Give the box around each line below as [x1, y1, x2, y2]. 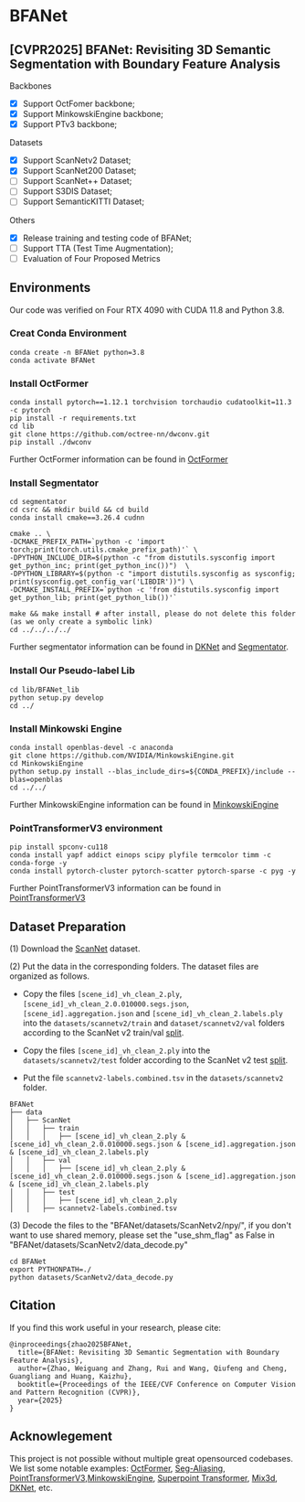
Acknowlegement [9, 1429, 112, 1444]
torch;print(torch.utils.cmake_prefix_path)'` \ [9, 545, 198, 554]
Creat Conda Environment [9, 327, 128, 339]
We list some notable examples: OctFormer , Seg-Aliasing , [9, 1463, 226, 1474]
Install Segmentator [9, 477, 99, 489]
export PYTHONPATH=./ [9, 1265, 92, 1274]
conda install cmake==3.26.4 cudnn [9, 513, 145, 522]
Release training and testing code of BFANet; [22, 232, 192, 243]
